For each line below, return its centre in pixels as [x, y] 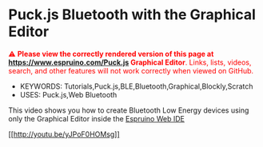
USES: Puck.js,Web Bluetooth [68, 94]
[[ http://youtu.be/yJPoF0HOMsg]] [64, 134]
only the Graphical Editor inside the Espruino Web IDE [97, 118]
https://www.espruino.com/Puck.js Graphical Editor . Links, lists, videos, [130, 62]
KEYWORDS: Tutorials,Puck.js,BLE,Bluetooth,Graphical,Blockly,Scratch [136, 86]
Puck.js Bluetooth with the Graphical [132, 15]
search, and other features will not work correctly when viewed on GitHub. [131, 70]
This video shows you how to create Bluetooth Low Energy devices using [129, 110]
